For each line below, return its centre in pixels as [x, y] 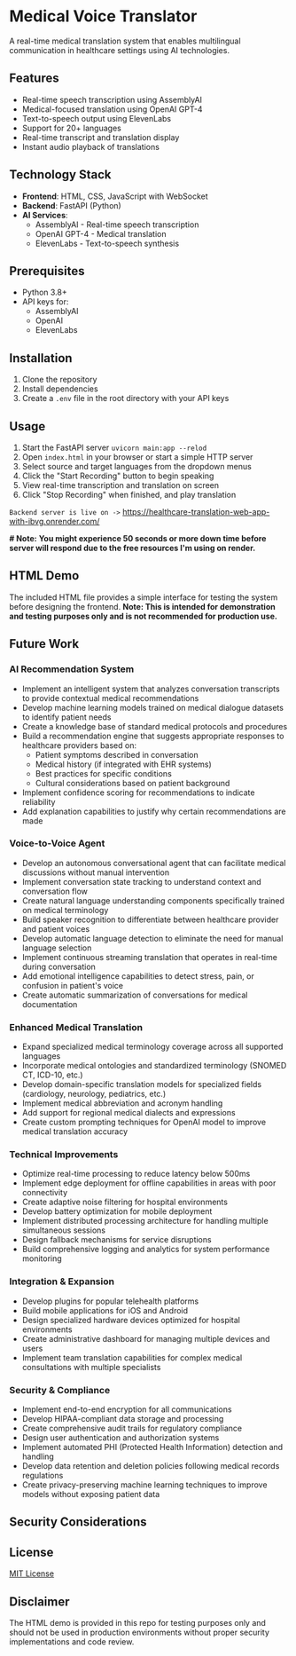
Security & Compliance [60, 1390]
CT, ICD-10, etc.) [52, 1075]
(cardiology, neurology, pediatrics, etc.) [94, 1094]
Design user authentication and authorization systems [121, 1437]
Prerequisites [47, 271]
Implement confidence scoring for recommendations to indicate [138, 793]
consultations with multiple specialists [91, 1367]
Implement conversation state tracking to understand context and [141, 881]
